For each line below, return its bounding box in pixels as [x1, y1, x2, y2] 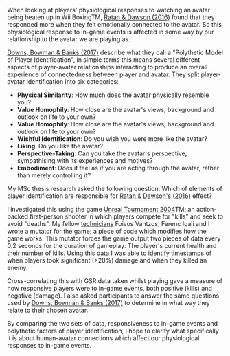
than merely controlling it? [16, 171, 91, 179]
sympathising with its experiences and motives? [16, 157, 153, 164]
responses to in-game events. [7, 342, 92, 349]
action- [196, 205, 217, 213]
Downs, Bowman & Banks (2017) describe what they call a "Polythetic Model [7, 48, 224, 56]
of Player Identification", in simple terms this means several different [7, 56, 200, 64]
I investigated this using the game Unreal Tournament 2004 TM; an [7, 205, 195, 213]
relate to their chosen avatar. [7, 306, 89, 314]
